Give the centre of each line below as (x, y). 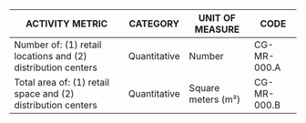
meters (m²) (215, 99)
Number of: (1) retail (58, 45)
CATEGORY (154, 24)
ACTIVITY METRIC (67, 24)
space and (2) (44, 93)
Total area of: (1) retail (62, 82)
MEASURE (217, 29)
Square (204, 88)
